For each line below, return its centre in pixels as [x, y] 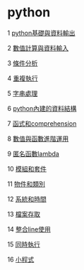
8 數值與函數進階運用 [38, 139]
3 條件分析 [23, 63]
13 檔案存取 [24, 214]
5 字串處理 [23, 93]
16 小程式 [21, 259]
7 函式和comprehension [42, 123]
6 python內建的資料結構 [42, 108]
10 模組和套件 [27, 168]
